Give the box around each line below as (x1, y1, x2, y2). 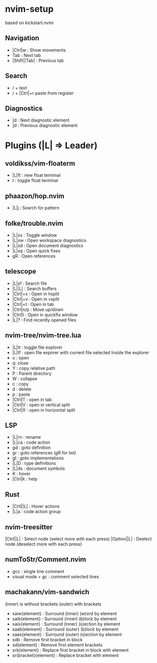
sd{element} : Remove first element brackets (12, 642, 103, 648)
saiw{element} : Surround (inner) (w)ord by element (12, 610, 117, 616)
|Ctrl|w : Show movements (12, 47, 66, 53)
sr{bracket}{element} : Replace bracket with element (12, 652, 119, 658)
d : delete (12, 386, 32, 392)
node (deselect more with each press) (5, 541, 82, 547)
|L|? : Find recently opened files (12, 317, 77, 323)
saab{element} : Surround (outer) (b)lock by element (12, 626, 119, 632)
